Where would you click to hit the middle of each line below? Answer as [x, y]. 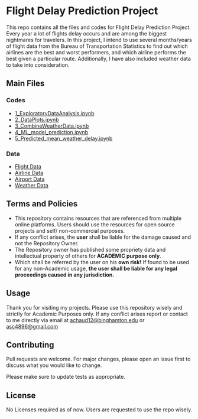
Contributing [30, 345]
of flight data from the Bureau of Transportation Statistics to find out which [97, 46]
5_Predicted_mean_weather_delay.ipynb [64, 138]
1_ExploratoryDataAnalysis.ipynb [54, 113]
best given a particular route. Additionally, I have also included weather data [98, 59]
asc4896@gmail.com [32, 326]
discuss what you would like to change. [54, 365]
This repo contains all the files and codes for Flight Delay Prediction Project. [98, 27]
